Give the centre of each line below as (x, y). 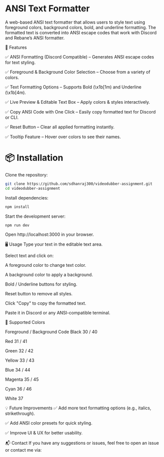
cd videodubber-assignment (33, 188)
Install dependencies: (27, 198)
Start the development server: (35, 216)
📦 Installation (34, 158)
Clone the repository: (27, 174)
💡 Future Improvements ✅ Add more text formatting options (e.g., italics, (78, 408)
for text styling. (20, 62)
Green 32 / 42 (19, 351)
